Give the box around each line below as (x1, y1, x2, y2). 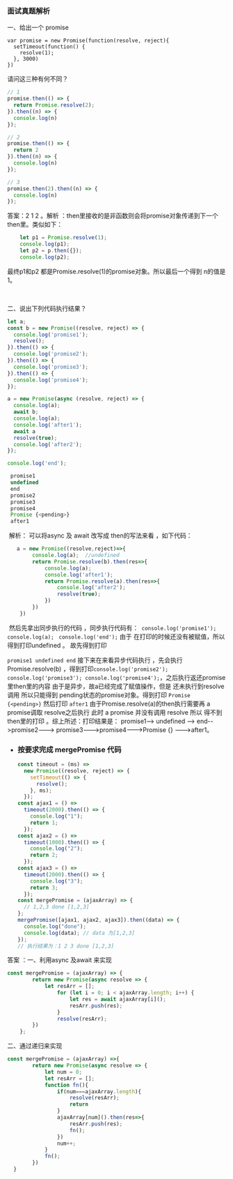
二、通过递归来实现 (7, 1042, 63, 1050)
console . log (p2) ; (19, 253, 70, 261)
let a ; (7, 318, 26, 325)
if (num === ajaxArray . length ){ (56, 1088, 141, 1095)
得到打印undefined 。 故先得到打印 (7, 641, 107, 649)
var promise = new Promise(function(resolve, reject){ (7, 37, 170, 45)
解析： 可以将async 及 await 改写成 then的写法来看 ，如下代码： (8, 531, 193, 540)
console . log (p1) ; (19, 241, 70, 248)
